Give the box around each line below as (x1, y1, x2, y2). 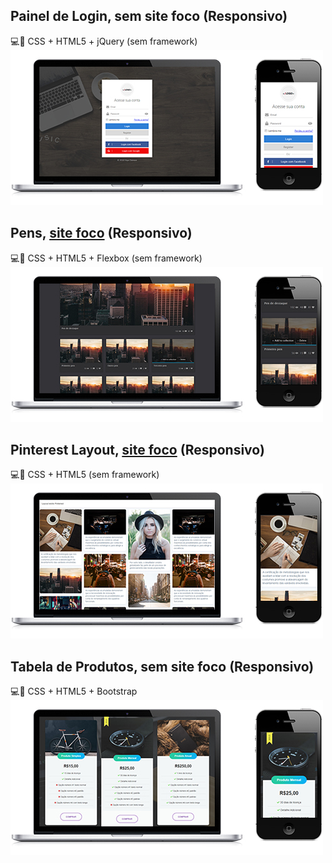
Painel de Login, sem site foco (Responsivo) (10, 8, 288, 25)
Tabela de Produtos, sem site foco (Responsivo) (10, 658, 315, 675)
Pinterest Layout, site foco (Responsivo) (10, 442, 265, 459)
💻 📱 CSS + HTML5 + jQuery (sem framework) (10, 35, 198, 47)
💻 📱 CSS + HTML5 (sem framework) (10, 469, 160, 481)
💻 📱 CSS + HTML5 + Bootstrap (10, 685, 138, 698)
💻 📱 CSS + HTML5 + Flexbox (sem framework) (10, 252, 203, 264)
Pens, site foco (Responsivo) (10, 225, 193, 242)
